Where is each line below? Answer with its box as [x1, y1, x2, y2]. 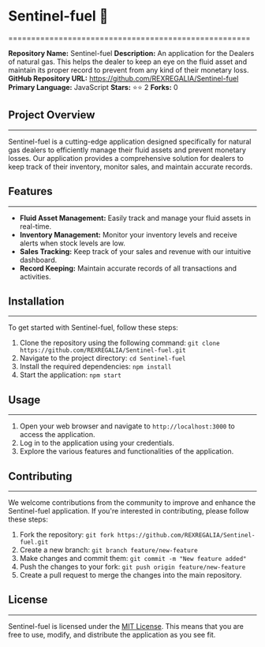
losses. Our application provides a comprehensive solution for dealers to [8, 153, 244, 163]
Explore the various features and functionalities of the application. [19, 447, 234, 456]
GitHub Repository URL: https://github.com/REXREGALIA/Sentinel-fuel [8, 73, 239, 83]
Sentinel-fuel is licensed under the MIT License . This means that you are [8, 621, 244, 630]
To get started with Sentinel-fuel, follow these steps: [8, 323, 179, 332]
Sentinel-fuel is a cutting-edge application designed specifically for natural [8, 137, 252, 146]
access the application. [19, 430, 95, 439]
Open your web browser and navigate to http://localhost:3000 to [19, 421, 235, 431]
